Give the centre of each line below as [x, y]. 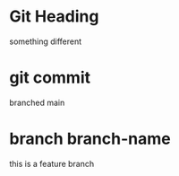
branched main [37, 102]
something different [46, 41]
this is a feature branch [52, 163]
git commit [50, 78]
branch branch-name [90, 139]
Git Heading [54, 17]
